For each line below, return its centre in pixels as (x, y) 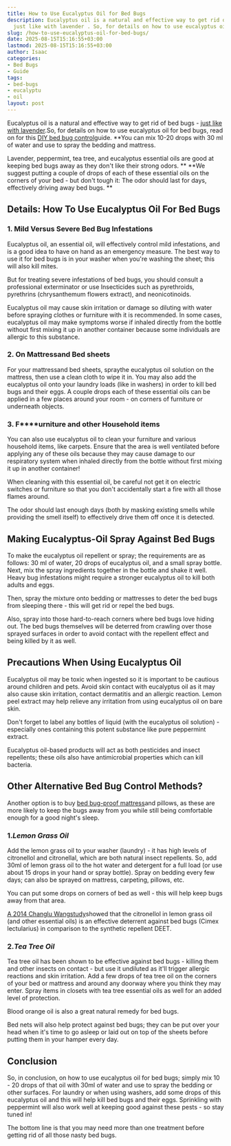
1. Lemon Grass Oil (38, 836)
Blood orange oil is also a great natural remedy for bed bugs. (93, 1011)
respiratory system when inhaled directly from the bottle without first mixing (114, 461)
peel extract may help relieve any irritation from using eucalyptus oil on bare (115, 701)
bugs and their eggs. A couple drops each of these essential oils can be (109, 391)
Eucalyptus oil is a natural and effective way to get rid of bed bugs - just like (114, 123)
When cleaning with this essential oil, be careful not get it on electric (104, 482)
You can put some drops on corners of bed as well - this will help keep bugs (115, 893)
